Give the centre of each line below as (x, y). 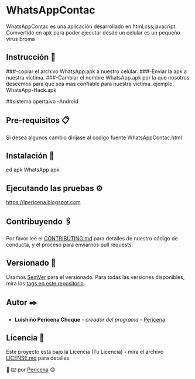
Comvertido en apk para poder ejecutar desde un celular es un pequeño (93, 32)
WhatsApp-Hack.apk (31, 90)
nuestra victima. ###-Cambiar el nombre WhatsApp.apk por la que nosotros (98, 77)
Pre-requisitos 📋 (38, 120)
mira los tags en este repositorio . (46, 283)
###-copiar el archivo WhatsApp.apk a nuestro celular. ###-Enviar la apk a (97, 71)
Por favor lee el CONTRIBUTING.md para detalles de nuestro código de (92, 238)
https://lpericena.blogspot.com (43, 202)
